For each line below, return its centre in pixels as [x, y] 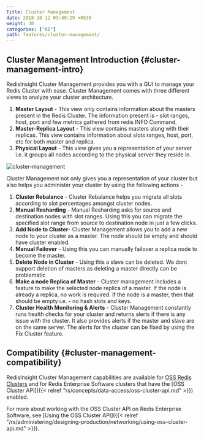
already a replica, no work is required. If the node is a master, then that [104, 294]
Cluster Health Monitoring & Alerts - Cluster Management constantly [103, 307]
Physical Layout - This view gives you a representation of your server [104, 148]
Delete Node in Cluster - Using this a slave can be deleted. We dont [101, 262]
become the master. [40, 255]
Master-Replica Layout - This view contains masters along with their [102, 128]
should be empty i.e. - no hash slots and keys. [73, 301]
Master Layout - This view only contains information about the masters [105, 109]
